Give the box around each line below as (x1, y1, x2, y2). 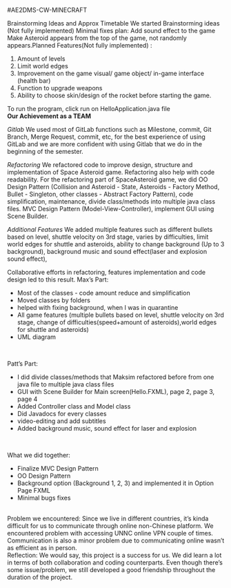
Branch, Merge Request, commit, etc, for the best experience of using (7, 133, 205, 141)
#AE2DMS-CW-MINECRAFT (7, 6, 88, 14)
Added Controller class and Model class (17, 402, 131, 410)
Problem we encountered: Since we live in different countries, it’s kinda (7, 514, 209, 522)
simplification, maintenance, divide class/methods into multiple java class (7, 197, 216, 206)
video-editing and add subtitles (17, 417, 106, 425)
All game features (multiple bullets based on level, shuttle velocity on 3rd (17, 311, 224, 319)
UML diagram (17, 333, 57, 341)
